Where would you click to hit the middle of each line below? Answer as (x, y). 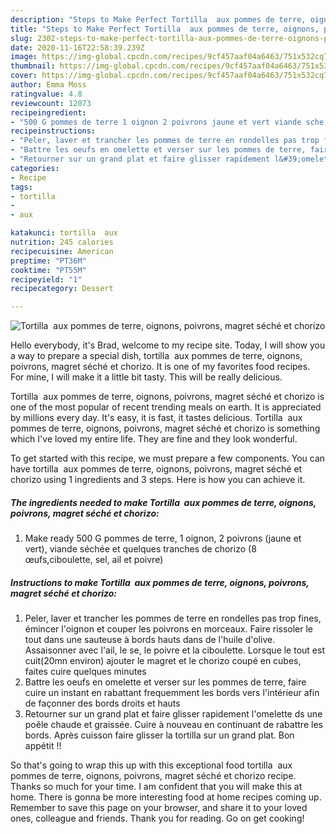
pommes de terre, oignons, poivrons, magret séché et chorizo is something (165, 428)
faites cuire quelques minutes (85, 672)
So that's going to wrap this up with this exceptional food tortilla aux (151, 765)
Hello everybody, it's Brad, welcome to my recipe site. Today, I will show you (168, 345)
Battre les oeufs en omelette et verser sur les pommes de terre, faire (165, 682)
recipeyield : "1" (46, 279)
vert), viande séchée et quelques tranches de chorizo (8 (140, 549)
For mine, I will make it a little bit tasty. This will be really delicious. (146, 377)
